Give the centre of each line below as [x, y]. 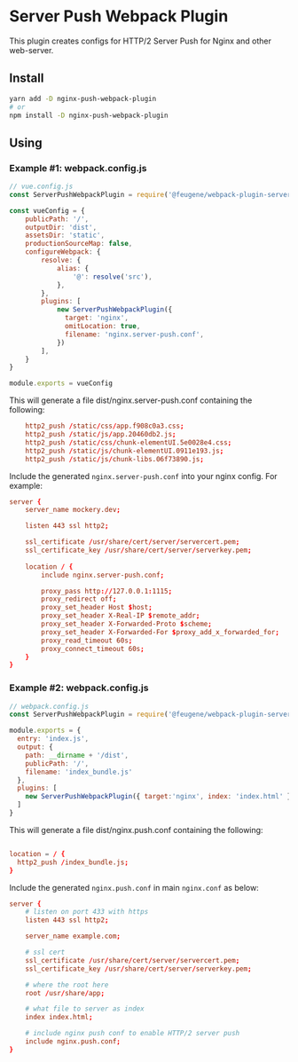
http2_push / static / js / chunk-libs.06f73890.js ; [114, 459]
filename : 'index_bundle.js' [79, 772]
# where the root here [67, 985]
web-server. [31, 50]
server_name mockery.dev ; [73, 510]
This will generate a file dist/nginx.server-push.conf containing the [131, 400]
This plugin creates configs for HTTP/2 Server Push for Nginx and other [141, 41]
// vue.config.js [41, 187]
